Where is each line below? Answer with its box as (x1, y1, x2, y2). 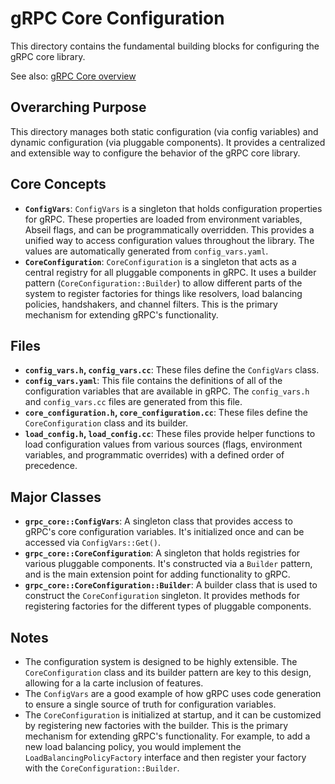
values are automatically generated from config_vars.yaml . (24, 245, 269, 257)
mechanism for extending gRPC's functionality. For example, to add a (24, 730, 311, 742)
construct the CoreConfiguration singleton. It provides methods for (24, 590, 300, 602)
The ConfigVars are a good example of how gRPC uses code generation (24, 688, 322, 699)
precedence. (24, 460, 78, 472)
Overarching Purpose (10, 99, 147, 116)
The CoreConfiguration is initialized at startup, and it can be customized (24, 709, 322, 721)
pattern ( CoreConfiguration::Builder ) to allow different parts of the (24, 277, 303, 289)
